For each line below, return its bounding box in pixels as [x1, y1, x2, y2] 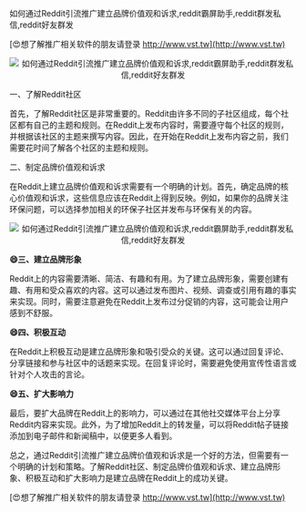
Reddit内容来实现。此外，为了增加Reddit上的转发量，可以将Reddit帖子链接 [9, 419, 290, 430]
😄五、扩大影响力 [9, 388, 75, 399]
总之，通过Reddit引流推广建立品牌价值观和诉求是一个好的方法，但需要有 [9, 450, 281, 460]
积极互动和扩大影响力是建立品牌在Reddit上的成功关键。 [25, 473, 234, 483]
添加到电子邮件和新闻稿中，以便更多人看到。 [9, 431, 178, 441]
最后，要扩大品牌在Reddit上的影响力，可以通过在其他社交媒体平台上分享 [9, 408, 281, 418]
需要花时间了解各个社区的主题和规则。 [9, 142, 153, 153]
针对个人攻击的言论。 [9, 369, 89, 380]
